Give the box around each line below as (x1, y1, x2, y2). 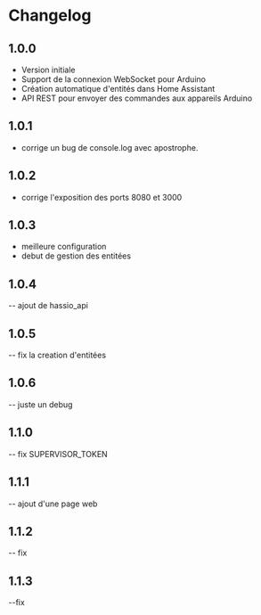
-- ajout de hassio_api (8, 300, 88, 311)
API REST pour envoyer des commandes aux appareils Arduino (20, 93, 253, 103)
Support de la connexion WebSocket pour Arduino (20, 74, 207, 85)
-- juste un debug (8, 398, 73, 410)
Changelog (8, 5, 92, 26)
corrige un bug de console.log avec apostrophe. (20, 142, 199, 152)
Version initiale (20, 64, 76, 75)
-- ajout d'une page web (8, 498, 98, 509)
